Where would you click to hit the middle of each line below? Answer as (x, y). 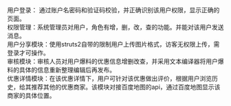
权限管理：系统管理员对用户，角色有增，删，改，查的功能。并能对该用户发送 (115, 27)
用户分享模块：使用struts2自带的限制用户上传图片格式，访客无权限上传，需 (113, 44)
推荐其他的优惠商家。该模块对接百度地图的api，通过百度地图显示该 (125, 87)
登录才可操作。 (28, 53)
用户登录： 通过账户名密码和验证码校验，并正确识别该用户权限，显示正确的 (113, 10)
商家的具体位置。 (31, 95)
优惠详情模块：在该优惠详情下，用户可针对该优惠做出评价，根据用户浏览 (109, 78)
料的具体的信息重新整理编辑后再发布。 (61, 70)
